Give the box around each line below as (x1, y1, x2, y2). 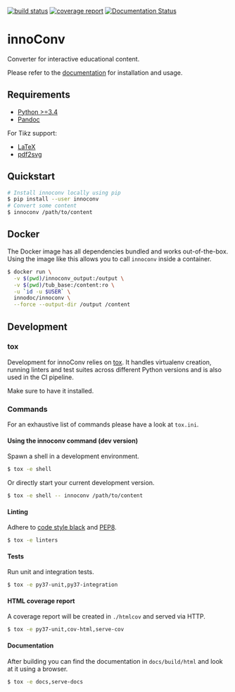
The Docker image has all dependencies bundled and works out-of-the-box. (7, 247, 229, 256)
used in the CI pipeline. (7, 373, 74, 381)
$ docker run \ (7, 268, 52, 275)
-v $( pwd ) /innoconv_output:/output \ (13, 275, 125, 282)
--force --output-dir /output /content (13, 301, 131, 309)
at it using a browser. (7, 664, 68, 673)
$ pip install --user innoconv (7, 196, 99, 203)
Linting (7, 507, 28, 515)
